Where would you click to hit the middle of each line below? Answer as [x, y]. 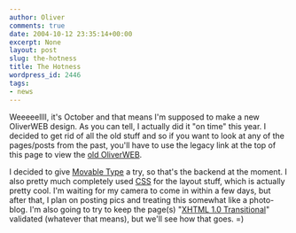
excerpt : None [35, 42]
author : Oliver [37, 17]
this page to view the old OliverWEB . [76, 154]
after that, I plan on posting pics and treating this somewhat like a [129, 199]
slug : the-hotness [43, 58]
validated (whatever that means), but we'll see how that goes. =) [127, 219]
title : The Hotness [45, 67]
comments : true [37, 26]
